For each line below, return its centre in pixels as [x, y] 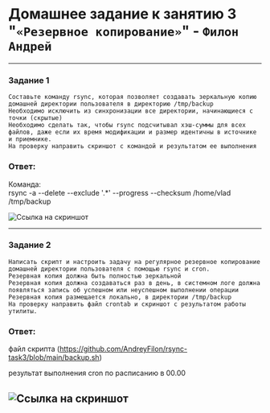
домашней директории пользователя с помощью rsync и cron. [109, 269]
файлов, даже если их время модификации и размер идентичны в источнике [133, 132]
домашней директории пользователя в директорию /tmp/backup [111, 104]
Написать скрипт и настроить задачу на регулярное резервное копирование [135, 262]
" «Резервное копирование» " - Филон [124, 31]
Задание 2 [30, 245]
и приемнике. [30, 139]
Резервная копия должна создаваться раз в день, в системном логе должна [135, 283]
